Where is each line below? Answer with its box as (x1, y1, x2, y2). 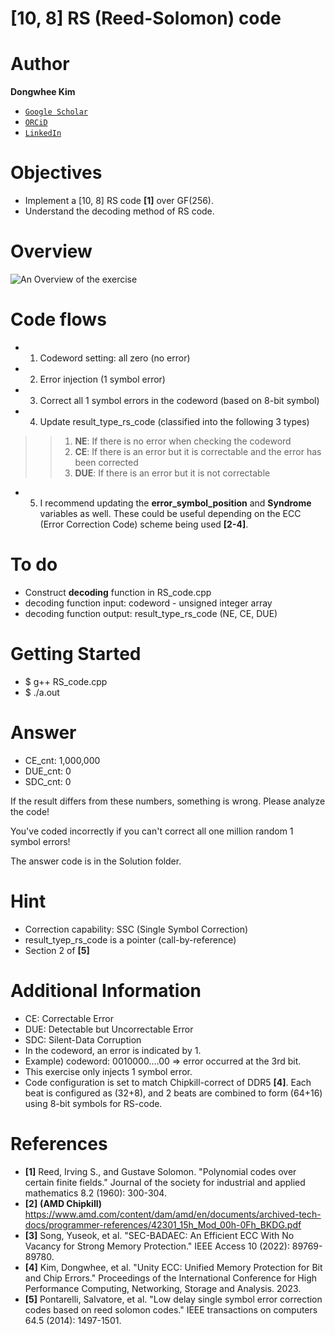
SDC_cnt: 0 (24, 775, 72, 787)
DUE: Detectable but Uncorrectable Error (24, 1023, 194, 1035)
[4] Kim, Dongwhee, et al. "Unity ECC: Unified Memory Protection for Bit (24, 1261, 323, 1273)
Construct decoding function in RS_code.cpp (24, 586, 212, 598)
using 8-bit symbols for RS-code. (24, 1097, 163, 1109)
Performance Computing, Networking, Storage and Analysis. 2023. (24, 1282, 302, 1294)
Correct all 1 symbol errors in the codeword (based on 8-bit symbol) (39, 394, 320, 406)
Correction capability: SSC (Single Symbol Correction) (24, 923, 249, 935)
